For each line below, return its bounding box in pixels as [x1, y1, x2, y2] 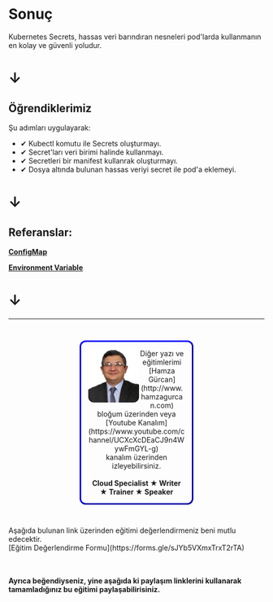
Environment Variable [8, 262, 84, 273]
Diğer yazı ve [140, 348, 184, 358]
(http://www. [141, 383, 184, 393]
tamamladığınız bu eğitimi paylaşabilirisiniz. [8, 584, 161, 594]
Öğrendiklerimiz [8, 101, 92, 115]
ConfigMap [8, 246, 47, 256]
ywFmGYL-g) [114, 443, 159, 453]
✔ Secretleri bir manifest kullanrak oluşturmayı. [19, 155, 179, 165]
